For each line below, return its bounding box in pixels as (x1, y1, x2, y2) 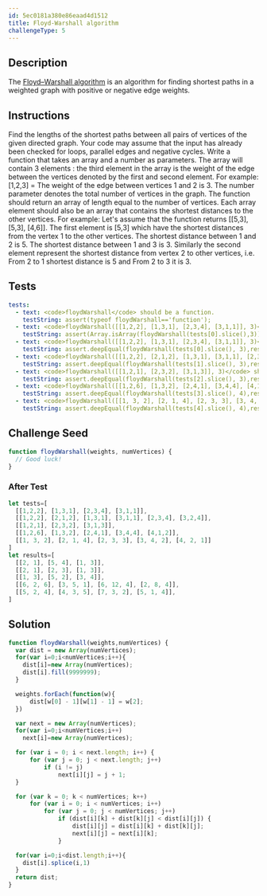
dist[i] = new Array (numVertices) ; (22, 661, 133, 669)
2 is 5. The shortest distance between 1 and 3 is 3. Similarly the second (8, 240, 241, 249)
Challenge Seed (8, 427, 89, 440)
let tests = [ (8, 499, 48, 507)
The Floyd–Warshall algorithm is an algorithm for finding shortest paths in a (8, 77, 254, 87)
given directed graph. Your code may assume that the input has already (8, 139, 242, 147)
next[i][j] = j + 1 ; (58, 770, 126, 779)
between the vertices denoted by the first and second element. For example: (8, 172, 259, 182)
